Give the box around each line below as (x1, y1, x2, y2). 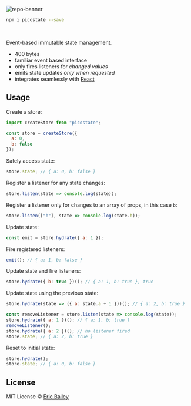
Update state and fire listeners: (6, 268, 81, 275)
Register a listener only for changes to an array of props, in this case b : (6, 201, 177, 209)
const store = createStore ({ (6, 130, 78, 136)
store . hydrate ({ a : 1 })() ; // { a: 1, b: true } (6, 317, 130, 324)
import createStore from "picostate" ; (6, 120, 101, 126)
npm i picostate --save (6, 17, 65, 23)
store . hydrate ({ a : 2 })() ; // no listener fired (6, 328, 130, 334)
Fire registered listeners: (6, 245, 65, 253)
